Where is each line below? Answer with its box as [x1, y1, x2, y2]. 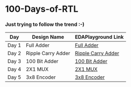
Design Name [31, 33, 65, 40]
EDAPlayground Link [75, 33, 124, 40]
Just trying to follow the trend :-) [5, 21, 85, 28]
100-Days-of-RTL [5, 3, 79, 15]
